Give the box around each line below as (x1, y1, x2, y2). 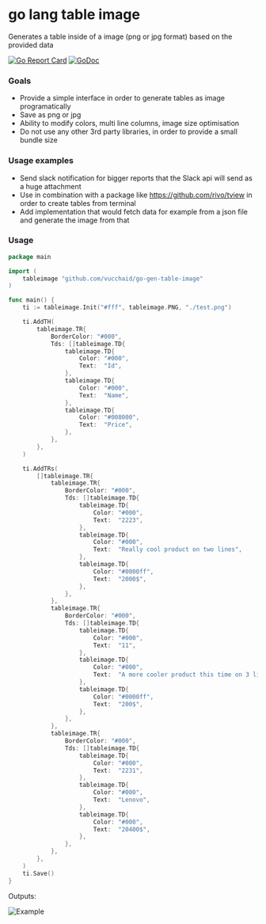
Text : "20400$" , (93, 825, 150, 833)
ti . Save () (22, 869, 55, 877)
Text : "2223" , (93, 516, 144, 524)
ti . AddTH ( (22, 318, 55, 326)
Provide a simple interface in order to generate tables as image (19, 93, 226, 103)
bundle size (19, 135, 58, 145)
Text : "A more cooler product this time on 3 (93, 671, 249, 679)
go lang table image (8, 6, 141, 24)
